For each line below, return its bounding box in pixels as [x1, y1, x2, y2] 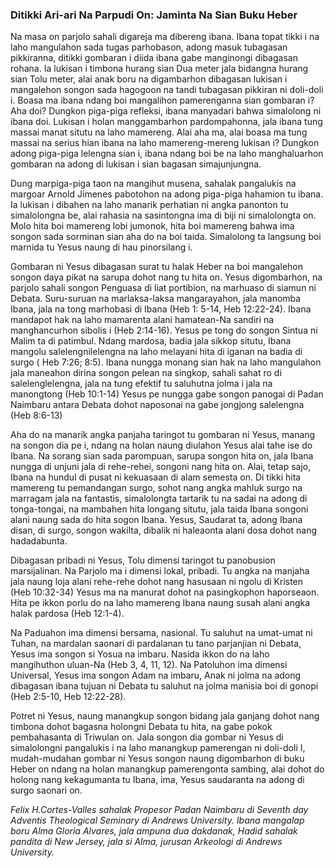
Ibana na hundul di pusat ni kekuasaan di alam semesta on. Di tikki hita [10, 471, 302, 483]
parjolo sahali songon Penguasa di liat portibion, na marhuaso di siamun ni [10, 282, 317, 294]
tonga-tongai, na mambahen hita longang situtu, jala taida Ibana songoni [10, 503, 309, 515]
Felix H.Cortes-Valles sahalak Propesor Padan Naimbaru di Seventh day [10, 804, 309, 816]
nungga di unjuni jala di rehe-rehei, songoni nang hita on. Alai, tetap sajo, [10, 461, 312, 473]
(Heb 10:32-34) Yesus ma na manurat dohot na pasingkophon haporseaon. [10, 586, 320, 598]
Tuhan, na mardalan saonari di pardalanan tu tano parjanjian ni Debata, [10, 638, 302, 650]
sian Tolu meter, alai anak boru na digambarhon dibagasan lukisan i [10, 73, 288, 85]
